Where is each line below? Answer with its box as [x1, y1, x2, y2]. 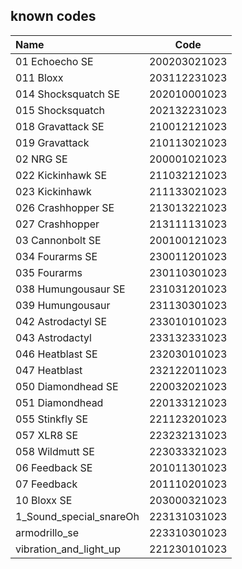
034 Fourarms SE [15, 249, 98, 263]
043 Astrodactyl [15, 330, 92, 344]
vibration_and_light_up [15, 542, 122, 556]
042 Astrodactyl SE [15, 314, 108, 328]
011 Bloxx [15, 70, 64, 84]
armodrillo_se [15, 525, 80, 539]
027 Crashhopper [15, 217, 100, 231]
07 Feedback [15, 477, 78, 491]
